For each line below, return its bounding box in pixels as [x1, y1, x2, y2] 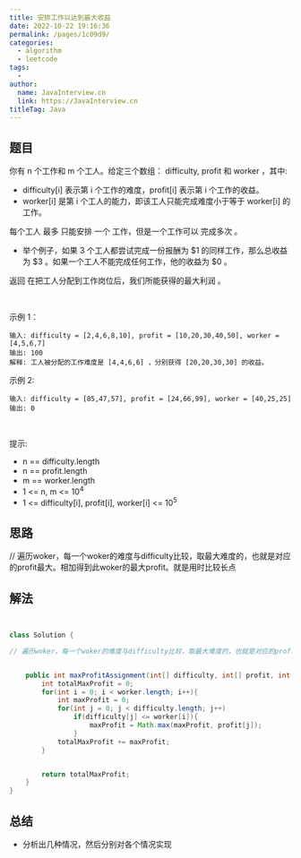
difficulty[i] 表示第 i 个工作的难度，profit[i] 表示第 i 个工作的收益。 [21, 184, 264, 195]
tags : [9, 64, 30, 73]
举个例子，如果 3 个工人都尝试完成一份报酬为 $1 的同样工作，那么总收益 [21, 245, 288, 256]
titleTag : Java [9, 105, 66, 114]
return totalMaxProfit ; [41, 769, 130, 779]
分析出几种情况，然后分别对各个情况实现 [21, 838, 172, 849]
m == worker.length [21, 476, 96, 486]
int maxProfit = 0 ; [56, 696, 130, 705]
